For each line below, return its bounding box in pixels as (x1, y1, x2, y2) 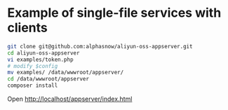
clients (7, 20, 48, 36)
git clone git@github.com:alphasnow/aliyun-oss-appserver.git (7, 43, 193, 50)
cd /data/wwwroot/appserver (7, 76, 90, 83)
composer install (7, 82, 58, 89)
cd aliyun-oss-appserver (7, 49, 80, 57)
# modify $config (7, 62, 58, 69)
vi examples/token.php (7, 56, 74, 63)
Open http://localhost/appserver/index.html (7, 95, 133, 103)
